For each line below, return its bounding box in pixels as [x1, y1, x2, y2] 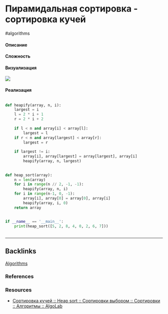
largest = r [23, 140, 48, 145]
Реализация [5, 87, 32, 93]
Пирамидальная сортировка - [5, 3, 138, 15]
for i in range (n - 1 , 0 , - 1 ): [14, 191, 75, 196]
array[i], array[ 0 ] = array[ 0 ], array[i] [23, 196, 111, 201]
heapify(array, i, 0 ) [23, 200, 68, 206]
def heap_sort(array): [5, 173, 52, 178]
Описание [5, 42, 27, 48]
